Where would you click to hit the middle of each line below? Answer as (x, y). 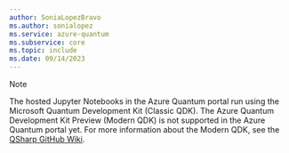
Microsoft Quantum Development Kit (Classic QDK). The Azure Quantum (141, 111)
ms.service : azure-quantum (59, 34)
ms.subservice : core (48, 42)
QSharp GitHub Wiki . (47, 139)
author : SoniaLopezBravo (55, 17)
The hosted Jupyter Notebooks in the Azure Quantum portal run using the (144, 101)
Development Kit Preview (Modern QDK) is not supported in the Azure (137, 120)
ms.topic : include (43, 51)
